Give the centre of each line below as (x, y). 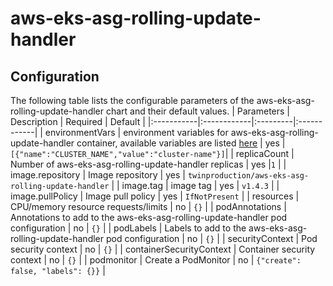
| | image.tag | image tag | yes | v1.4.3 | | (195, 185)
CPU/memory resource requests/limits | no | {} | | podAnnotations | (148, 206)
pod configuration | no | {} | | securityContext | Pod (211, 238)
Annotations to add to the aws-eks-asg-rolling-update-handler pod (149, 217)
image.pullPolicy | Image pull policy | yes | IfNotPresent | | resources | (155, 196)
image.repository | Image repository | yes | (98, 175)
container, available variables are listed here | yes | (181, 143)
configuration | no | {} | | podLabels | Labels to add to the (128, 228)
